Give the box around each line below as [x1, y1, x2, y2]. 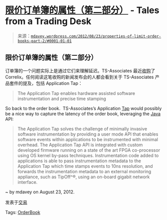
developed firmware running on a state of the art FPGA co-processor [17, 147, 160, 153]
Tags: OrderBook [5, 209, 41, 215]
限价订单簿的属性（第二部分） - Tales [5, 5, 159, 16]
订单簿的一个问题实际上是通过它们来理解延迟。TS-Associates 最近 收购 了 [5, 67, 155, 73]
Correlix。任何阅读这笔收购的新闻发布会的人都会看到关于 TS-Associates [5, 74, 154, 80]
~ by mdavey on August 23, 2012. [5, 189, 75, 195]
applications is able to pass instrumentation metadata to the [17, 158, 141, 164]
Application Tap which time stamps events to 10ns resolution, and [17, 163, 153, 169]
